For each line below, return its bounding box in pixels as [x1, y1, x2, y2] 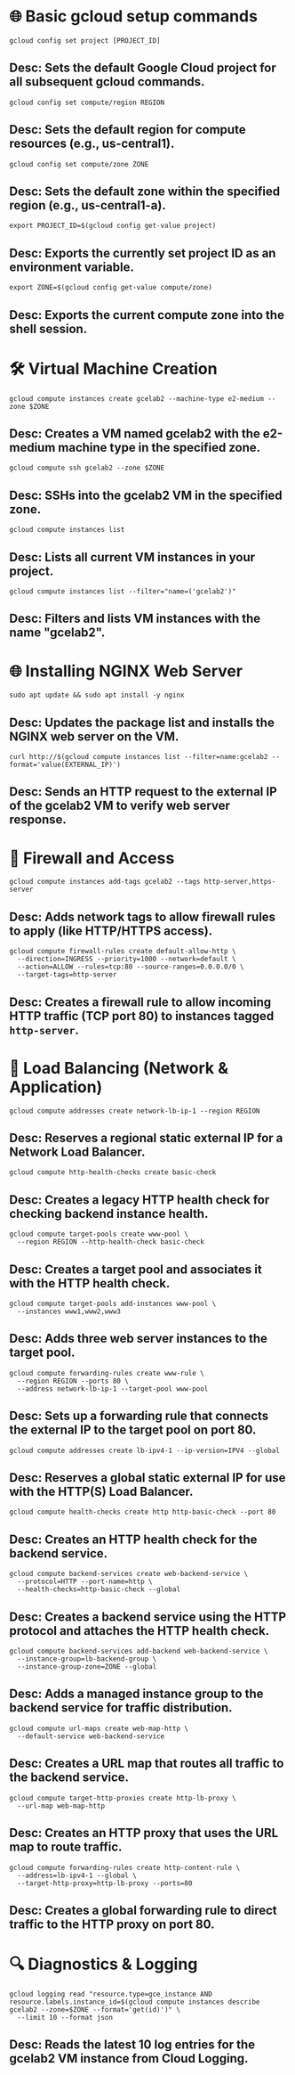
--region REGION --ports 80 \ [17, 1377, 129, 1385]
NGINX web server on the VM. [9, 729, 179, 744]
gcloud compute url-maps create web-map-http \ [9, 1724, 189, 1733]
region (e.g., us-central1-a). [9, 198, 166, 213]
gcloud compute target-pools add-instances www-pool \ [9, 1299, 217, 1308]
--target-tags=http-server [17, 970, 117, 979]
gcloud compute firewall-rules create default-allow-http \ [9, 947, 237, 956]
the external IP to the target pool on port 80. [9, 1423, 257, 1438]
